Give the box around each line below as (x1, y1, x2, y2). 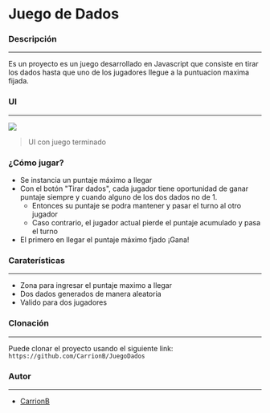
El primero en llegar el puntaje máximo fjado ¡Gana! (19, 235, 190, 245)
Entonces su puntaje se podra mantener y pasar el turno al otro (31, 201, 242, 211)
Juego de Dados (8, 5, 119, 23)
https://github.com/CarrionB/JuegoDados (8, 352, 146, 360)
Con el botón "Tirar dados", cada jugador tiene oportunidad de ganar (19, 184, 249, 193)
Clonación (8, 318, 50, 329)
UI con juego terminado (27, 137, 107, 147)
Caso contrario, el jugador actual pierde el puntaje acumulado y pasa (31, 218, 261, 228)
